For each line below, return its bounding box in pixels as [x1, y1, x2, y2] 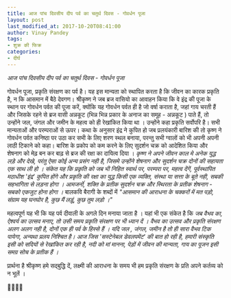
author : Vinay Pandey [7, 29, 69, 36]
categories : [7, 49, 41, 56]
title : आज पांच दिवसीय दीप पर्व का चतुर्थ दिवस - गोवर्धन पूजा [7, 10, 146, 17]
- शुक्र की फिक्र [7, 42, 42, 49]
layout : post [7, 16, 45, 23]
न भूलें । [7, 269, 26, 277]
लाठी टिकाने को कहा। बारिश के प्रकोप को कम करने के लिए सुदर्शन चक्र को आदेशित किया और [7, 141, 208, 150]
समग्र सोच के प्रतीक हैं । [7, 248, 59, 256]
